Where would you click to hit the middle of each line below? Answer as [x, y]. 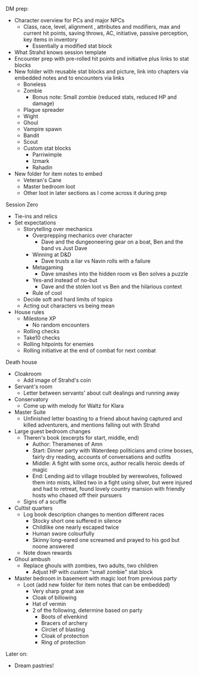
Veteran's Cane [42, 180]
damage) [43, 103]
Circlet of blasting [63, 629]
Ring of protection [64, 642]
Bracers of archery [64, 623]
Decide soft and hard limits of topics [68, 299]
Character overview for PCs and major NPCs [69, 20]
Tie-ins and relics [36, 216]
